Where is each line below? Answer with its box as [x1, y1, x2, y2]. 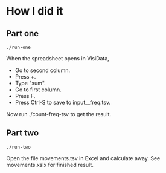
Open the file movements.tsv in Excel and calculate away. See [6, 154, 161, 162]
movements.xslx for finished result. [6, 161, 94, 168]
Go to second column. [14, 67, 71, 74]
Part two [6, 128, 39, 139]
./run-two [6, 144, 31, 150]
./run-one [6, 44, 31, 50]
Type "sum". [14, 80, 46, 86]
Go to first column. [14, 86, 62, 93]
